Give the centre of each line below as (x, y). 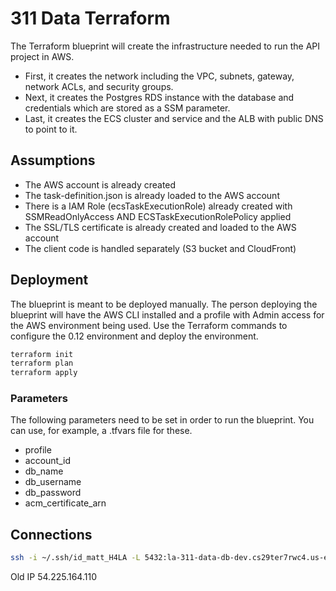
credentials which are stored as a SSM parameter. (127, 108)
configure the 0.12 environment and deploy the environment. (134, 336)
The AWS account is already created (100, 184)
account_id (47, 461)
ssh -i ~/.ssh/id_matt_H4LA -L (75, 558)
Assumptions (53, 160)
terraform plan (42, 363)
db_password (53, 493)
